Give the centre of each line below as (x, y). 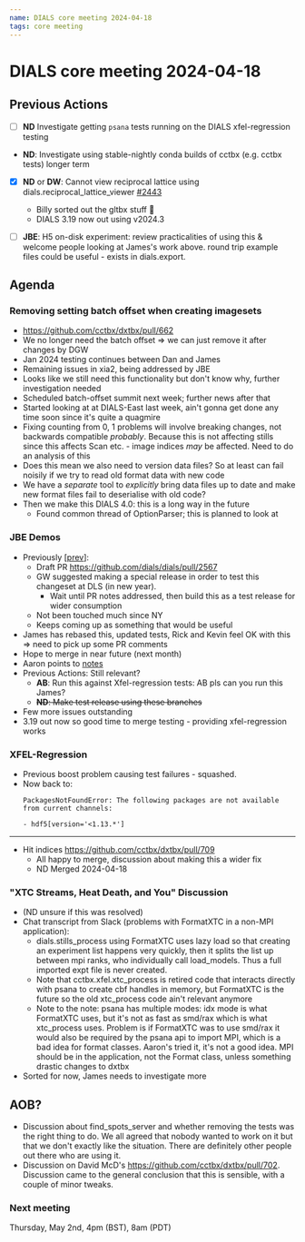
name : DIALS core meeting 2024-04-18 (81, 18)
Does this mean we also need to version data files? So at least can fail (153, 466)
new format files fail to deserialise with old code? (114, 495)
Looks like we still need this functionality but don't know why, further (151, 379)
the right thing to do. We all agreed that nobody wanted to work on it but (157, 1137)
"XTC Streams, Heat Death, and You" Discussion (119, 892)
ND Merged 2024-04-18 (82, 869)
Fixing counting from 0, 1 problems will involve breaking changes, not (152, 427)
